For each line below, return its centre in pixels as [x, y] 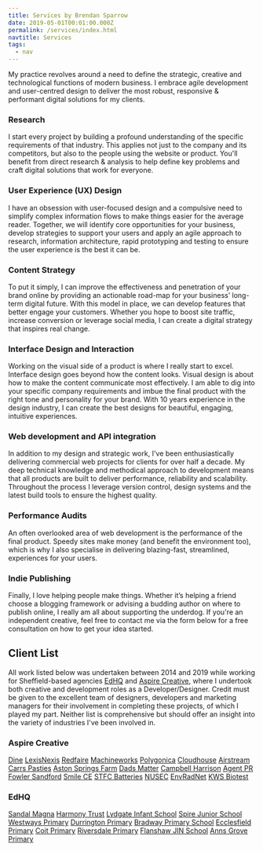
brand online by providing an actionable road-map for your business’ [119, 295]
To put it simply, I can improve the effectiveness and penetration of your [124, 287]
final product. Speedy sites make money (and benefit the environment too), [130, 541]
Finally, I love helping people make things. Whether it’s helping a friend [122, 596]
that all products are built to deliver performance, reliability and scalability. [128, 479]
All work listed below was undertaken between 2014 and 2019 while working [131, 672]
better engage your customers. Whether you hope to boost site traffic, [122, 312]
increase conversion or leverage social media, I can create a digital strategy [130, 320]
